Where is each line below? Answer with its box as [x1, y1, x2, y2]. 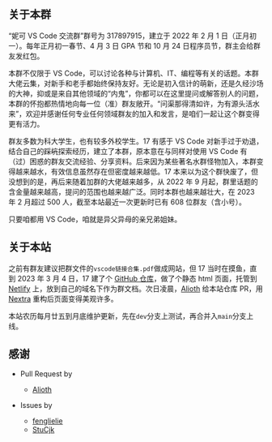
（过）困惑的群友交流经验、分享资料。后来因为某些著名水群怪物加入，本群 [8, 157, 257, 166]
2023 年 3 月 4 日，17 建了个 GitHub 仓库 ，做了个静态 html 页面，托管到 [17, 273, 257, 283]
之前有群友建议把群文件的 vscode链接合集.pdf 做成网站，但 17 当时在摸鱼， [8, 263, 250, 273]
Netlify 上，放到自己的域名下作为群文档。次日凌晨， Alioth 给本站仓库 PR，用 [8, 283, 263, 294]
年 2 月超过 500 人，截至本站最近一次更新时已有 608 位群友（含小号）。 [8, 197, 247, 207]
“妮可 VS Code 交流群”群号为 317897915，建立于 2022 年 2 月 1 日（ [8, 31, 236, 41]
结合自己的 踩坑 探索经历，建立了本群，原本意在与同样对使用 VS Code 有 [8, 146, 248, 156]
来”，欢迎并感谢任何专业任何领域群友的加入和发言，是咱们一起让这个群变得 [8, 109, 261, 118]
